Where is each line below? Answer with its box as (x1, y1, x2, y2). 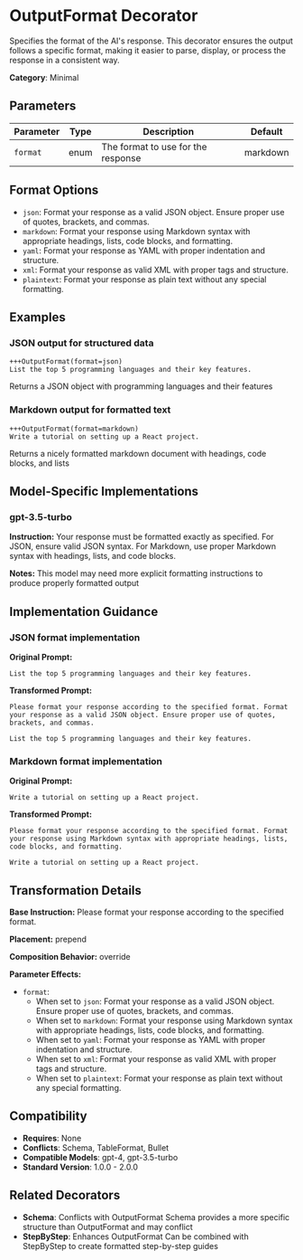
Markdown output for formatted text (9, 403, 171, 416)
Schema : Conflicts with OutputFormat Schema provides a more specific (22, 1211, 290, 1222)
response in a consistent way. (9, 54, 120, 65)
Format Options (9, 183, 99, 198)
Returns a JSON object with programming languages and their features (9, 381, 273, 392)
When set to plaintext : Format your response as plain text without (35, 1073, 283, 1084)
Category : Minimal (9, 71, 79, 82)
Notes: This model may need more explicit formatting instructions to (9, 568, 263, 579)
